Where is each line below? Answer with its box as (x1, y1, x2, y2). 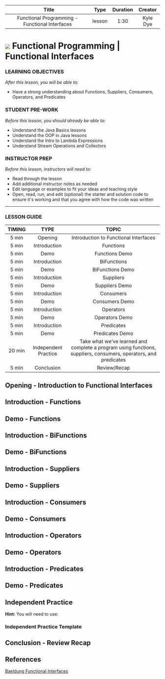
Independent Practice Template (5, 624, 82, 630)
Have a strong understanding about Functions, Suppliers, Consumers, (12, 89, 154, 95)
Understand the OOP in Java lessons (12, 132, 87, 138)
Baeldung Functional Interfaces (5, 668, 68, 674)
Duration (112, 6, 134, 13)
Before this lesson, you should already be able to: (5, 117, 106, 123)
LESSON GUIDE (5, 214, 43, 220)
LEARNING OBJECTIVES (5, 68, 64, 75)
